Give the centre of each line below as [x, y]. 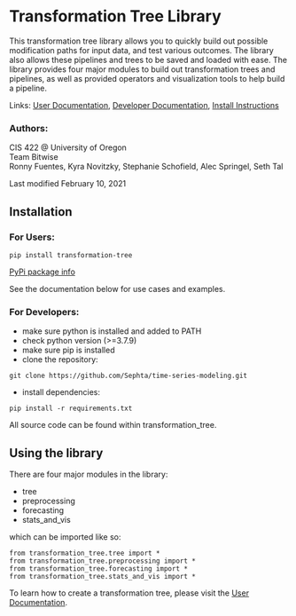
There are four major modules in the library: [89, 474]
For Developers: [44, 312]
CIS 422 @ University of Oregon [68, 147]
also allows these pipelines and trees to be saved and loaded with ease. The [148, 59]
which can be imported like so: [65, 537]
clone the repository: [60, 359]
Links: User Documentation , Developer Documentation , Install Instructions [144, 105]
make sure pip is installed [68, 350]
